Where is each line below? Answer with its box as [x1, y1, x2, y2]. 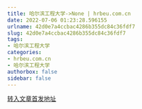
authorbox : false [7, 68, 58, 75]
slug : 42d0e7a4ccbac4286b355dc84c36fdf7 [7, 29, 127, 37]
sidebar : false [7, 74, 52, 82]
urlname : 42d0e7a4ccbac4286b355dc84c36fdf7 [7, 23, 136, 30]
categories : [7, 49, 42, 56]
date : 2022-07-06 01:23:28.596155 [7, 17, 108, 24]
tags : [7, 36, 23, 43]
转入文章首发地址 [7, 94, 56, 103]
